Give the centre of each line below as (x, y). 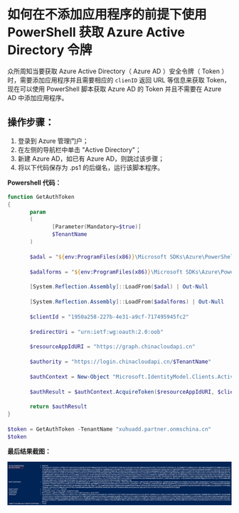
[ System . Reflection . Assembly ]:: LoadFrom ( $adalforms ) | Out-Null (127, 302)
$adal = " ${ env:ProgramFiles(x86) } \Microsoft (98, 256)
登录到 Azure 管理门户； (53, 141)
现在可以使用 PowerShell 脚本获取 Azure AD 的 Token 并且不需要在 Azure (115, 89)
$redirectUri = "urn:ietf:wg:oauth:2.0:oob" (96, 332)
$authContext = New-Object (70, 377)
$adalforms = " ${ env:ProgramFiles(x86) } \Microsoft (106, 272)
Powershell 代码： (34, 183)
